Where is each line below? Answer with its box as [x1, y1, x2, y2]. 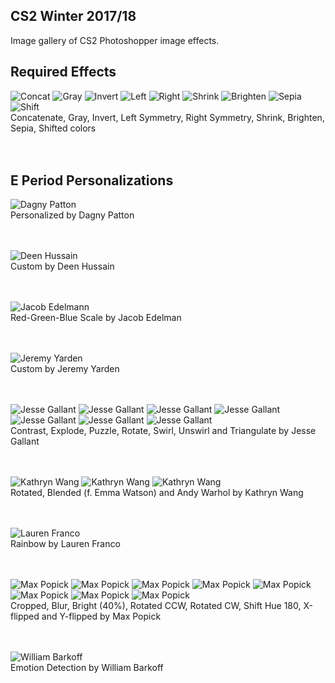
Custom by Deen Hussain [10, 260, 115, 273]
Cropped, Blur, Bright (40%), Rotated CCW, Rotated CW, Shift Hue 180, [10, 600, 302, 612]
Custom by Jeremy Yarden [10, 363, 120, 375]
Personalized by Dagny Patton [10, 209, 135, 221]
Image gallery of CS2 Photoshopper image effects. [10, 34, 220, 46]
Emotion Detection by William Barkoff [10, 662, 164, 674]
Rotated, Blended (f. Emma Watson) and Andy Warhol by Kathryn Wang [10, 487, 304, 499]
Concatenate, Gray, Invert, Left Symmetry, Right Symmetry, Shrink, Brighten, [10, 111, 325, 123]
